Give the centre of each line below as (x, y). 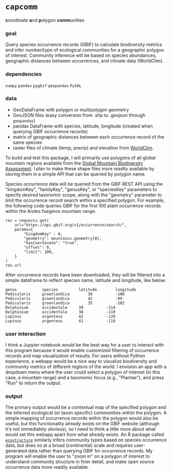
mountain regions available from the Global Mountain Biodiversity (74, 163)
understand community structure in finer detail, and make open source (80, 462)
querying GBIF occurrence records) (50, 131)
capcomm (21, 7)
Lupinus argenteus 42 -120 (60, 316)
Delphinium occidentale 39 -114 (60, 307)
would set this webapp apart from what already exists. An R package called (85, 435)
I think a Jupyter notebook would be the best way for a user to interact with (84, 345)
